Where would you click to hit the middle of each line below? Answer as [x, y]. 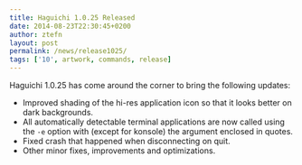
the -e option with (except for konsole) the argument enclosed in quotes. [158, 131]
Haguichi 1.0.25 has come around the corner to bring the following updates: [150, 85]
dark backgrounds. [57, 112]
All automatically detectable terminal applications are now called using [153, 122]
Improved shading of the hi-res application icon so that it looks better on [157, 103]
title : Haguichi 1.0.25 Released [72, 18]
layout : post [34, 43]
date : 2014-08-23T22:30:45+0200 [70, 26]
